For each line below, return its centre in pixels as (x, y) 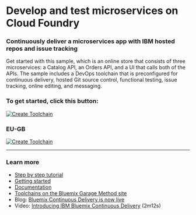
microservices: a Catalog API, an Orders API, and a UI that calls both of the (96, 68)
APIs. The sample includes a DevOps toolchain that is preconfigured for (92, 73)
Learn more (23, 162)
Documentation (33, 187)
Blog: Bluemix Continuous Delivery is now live (69, 200)
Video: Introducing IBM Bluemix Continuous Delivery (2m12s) (88, 206)
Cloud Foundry (43, 23)
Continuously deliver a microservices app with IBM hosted (90, 41)
